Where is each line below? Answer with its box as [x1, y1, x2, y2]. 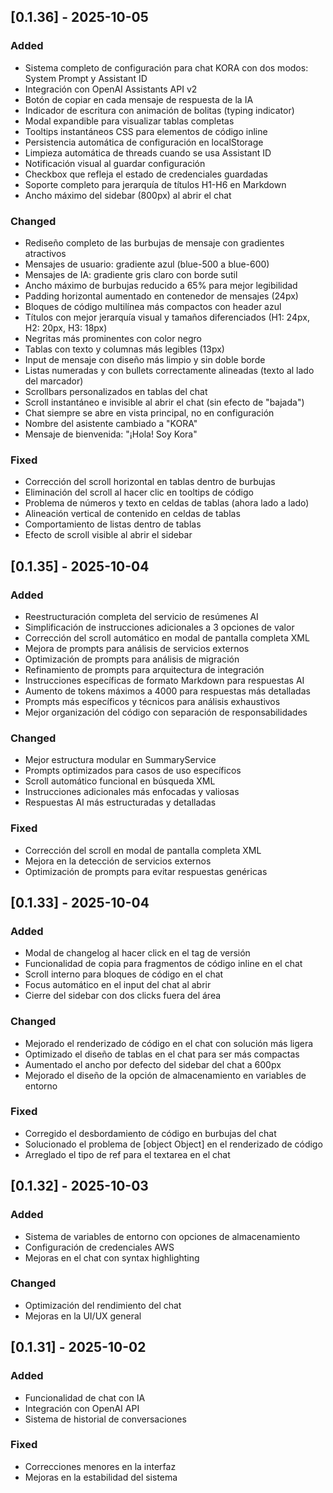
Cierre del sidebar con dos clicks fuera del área [24, 990, 222, 1002]
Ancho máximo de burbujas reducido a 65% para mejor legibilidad [24, 279, 298, 291]
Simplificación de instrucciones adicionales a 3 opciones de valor [24, 621, 295, 633]
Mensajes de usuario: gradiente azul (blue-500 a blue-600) [24, 258, 270, 270]
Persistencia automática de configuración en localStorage [24, 136, 264, 148]
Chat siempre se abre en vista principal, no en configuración [24, 406, 275, 419]
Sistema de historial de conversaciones [24, 1413, 187, 1425]
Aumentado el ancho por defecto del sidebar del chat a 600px [24, 1058, 282, 1070]
